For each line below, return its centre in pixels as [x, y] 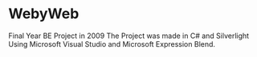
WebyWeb [44, 14]
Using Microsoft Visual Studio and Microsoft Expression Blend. [112, 44]
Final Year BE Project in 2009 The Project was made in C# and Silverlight [129, 36]
